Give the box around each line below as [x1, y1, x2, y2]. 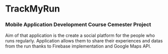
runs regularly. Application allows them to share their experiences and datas [5, 38, 163, 44]
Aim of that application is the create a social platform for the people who [5, 32, 155, 38]
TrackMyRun [5, 3, 60, 15]
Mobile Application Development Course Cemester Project [5, 21, 151, 28]
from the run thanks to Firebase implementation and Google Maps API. [5, 43, 151, 49]
